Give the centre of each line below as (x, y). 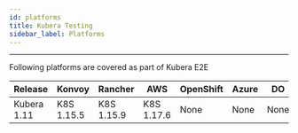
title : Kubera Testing (51, 26)
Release (31, 90)
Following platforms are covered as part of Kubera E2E (109, 67)
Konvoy (73, 90)
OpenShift (201, 90)
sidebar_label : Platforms (57, 34)
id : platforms (35, 17)
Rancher (116, 90)
